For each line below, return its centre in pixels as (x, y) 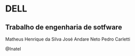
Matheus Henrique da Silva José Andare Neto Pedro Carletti (68, 39)
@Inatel (13, 49)
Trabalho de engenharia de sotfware (64, 27)
